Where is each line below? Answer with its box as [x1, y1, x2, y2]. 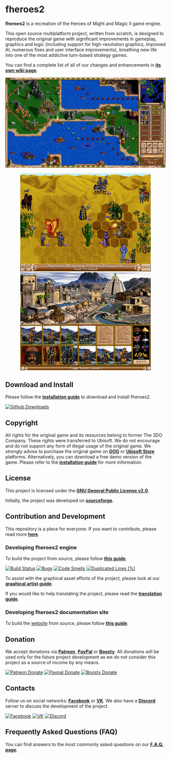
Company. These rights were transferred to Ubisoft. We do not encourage [5, 438, 160, 444]
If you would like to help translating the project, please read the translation [5, 590, 162, 596]
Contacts [5, 684, 36, 693]
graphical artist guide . [5, 580, 53, 587]
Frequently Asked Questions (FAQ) [5, 728, 118, 737]
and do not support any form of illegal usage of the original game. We [5, 443, 151, 449]
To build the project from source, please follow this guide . [5, 555, 127, 562]
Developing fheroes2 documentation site [5, 609, 109, 616]
